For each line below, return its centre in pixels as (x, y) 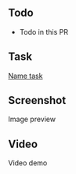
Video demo (28, 163)
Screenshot (37, 100)
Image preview (32, 119)
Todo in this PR (44, 31)
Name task (25, 76)
